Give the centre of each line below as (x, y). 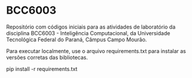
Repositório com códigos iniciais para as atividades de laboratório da (91, 27)
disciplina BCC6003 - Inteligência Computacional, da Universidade (88, 33)
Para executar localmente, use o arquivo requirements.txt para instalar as (96, 51)
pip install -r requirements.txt (42, 68)
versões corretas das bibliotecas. (47, 57)
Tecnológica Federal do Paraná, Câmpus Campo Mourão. (77, 39)
